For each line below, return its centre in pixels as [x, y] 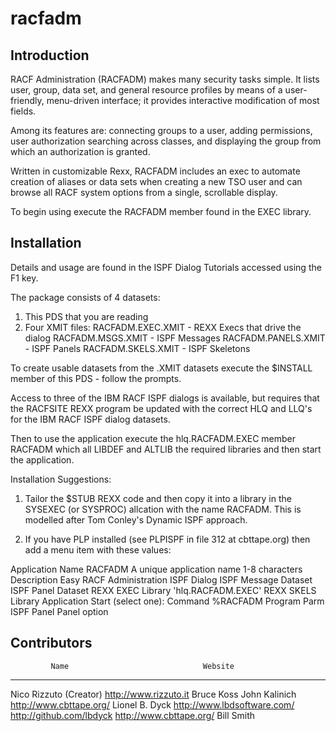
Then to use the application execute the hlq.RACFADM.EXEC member [153, 438]
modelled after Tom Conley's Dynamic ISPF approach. [136, 519]
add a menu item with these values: [98, 549]
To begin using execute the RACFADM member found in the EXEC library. [161, 211]
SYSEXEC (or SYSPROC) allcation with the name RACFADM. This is [163, 509]
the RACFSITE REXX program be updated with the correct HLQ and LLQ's [161, 408]
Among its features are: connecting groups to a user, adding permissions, [161, 130]
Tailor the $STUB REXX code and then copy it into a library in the [158, 498]
